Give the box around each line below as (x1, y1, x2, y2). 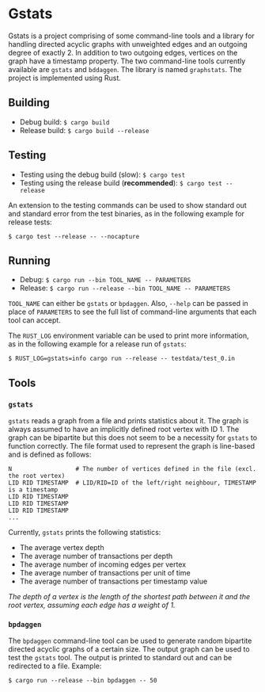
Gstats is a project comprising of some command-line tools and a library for (8, 31, 255, 40)
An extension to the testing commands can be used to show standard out (8, 200, 247, 210)
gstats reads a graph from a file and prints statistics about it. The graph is (8, 416, 249, 426)
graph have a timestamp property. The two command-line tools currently (8, 56, 246, 66)
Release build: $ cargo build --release (19, 125, 150, 135)
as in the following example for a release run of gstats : (8, 339, 187, 349)
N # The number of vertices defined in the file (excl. (8, 465, 257, 473)
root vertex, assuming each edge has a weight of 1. (8, 600, 176, 610)
